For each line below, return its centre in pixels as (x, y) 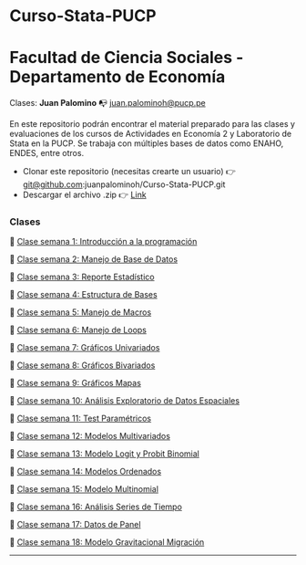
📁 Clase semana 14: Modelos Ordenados (86, 472)
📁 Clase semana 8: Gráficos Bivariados (82, 365)
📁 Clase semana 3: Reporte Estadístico (82, 277)
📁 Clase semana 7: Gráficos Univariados (85, 348)
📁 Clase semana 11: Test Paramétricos (81, 419)
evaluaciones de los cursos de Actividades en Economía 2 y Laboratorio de (151, 134)
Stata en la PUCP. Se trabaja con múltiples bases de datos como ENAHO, (147, 143)
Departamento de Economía (117, 77)
